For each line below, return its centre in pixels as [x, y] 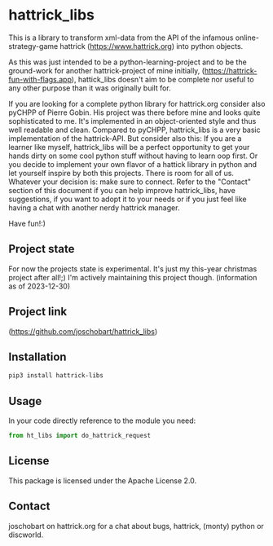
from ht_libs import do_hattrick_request [80, 436]
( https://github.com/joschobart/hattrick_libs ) [83, 331]
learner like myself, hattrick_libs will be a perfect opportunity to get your [129, 147]
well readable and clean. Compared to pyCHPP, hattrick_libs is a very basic [134, 130]
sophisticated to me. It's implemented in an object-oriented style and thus [132, 121]
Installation [37, 357]
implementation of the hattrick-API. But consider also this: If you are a [125, 138]
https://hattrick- [231, 70]
